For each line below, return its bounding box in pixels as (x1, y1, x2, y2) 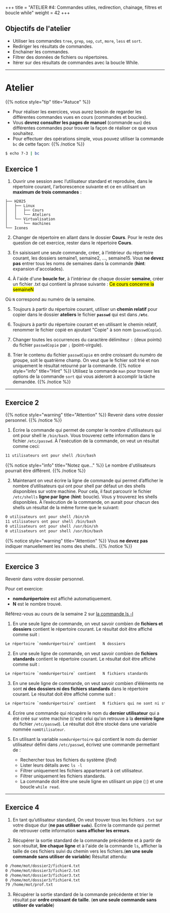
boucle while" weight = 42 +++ (5, 10, 70, 16)
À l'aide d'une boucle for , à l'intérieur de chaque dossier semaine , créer (12, 276, 164, 282)
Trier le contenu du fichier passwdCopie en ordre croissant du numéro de (12, 352, 163, 358)
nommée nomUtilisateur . (12, 726, 66, 733)
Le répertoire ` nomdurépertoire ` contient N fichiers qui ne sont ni (5, 701, 159, 706)
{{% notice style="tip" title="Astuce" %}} (5, 99, 91, 105)
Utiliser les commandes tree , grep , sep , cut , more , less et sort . (12, 38, 143, 44)
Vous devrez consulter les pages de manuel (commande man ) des (12, 119, 151, 125)
